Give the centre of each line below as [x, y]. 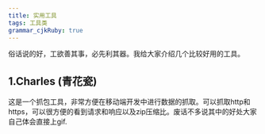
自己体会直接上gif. [38, 122]
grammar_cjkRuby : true [46, 30]
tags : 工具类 [28, 23]
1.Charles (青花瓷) [53, 81]
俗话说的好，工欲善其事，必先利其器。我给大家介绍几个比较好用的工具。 [126, 54]
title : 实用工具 [33, 15]
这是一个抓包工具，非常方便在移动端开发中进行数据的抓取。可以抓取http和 [130, 102]
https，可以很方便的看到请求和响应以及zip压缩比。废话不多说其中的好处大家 [133, 112]
